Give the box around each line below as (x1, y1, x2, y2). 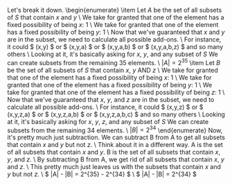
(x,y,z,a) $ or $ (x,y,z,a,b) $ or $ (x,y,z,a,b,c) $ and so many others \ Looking (7, 110, 225, 118)
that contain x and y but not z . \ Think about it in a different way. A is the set (7, 141, 224, 149)
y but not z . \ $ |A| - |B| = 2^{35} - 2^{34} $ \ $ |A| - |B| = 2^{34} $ (7, 170, 197, 179)
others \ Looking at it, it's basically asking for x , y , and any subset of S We (7, 50, 218, 58)
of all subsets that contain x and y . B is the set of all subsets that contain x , (7, 148, 220, 157)
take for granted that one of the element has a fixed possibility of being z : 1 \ (7, 88, 225, 96)
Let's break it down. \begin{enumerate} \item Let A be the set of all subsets (7, 6, 222, 14)
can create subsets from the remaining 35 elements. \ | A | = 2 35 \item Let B (7, 58, 220, 67)
